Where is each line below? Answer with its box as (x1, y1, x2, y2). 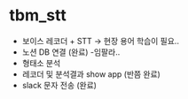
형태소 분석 (21, 57, 61, 68)
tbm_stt (9, 5, 67, 26)
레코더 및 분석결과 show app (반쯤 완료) (21, 68, 161, 80)
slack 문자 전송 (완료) (21, 80, 98, 90)
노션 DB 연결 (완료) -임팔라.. (21, 46, 121, 57)
